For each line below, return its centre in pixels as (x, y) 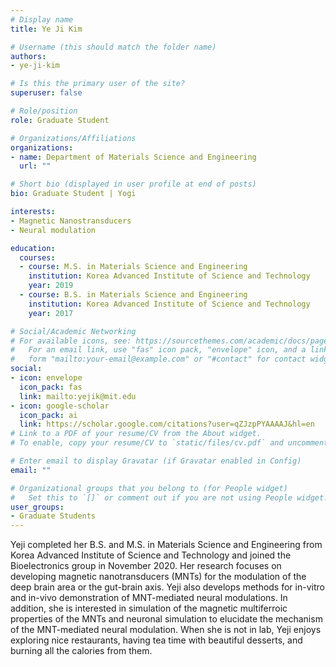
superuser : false (46, 93)
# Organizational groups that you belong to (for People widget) (149, 488)
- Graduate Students (53, 516)
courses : (37, 257)
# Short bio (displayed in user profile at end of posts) (133, 184)
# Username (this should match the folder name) (113, 47)
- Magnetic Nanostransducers (71, 221)
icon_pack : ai (48, 415)
